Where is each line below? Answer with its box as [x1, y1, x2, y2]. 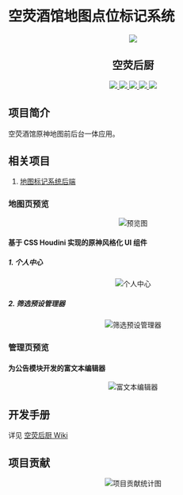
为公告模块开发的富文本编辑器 [8, 363, 105, 373]
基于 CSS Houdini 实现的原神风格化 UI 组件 [8, 238, 148, 247]
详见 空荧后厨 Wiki [8, 431, 69, 440]
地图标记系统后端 [19, 176, 76, 187]
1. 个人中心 [8, 257, 44, 267]
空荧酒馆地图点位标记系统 [8, 7, 176, 25]
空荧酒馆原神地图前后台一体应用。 [8, 129, 120, 138]
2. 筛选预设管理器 [8, 299, 66, 308]
